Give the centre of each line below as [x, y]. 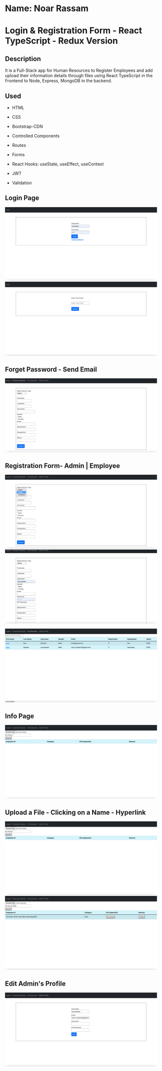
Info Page [20, 716]
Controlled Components [36, 136]
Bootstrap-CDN [27, 126]
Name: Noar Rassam [47, 8]
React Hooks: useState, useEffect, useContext [58, 164]
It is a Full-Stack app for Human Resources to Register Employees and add [79, 70]
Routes [19, 145]
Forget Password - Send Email [51, 369]
